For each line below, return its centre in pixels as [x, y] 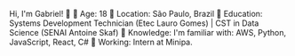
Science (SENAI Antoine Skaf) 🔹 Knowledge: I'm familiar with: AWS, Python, [148, 32]
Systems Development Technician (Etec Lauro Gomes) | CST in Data [134, 23]
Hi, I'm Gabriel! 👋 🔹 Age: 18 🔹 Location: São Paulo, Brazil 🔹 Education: [136, 14]
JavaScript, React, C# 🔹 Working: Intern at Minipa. [101, 42]
